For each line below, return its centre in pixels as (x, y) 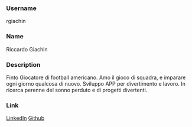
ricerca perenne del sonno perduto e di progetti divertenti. (77, 90)
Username (22, 8)
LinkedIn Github (25, 118)
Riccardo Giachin (27, 49)
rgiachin (16, 21)
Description (23, 64)
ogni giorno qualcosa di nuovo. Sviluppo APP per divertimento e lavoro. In (96, 83)
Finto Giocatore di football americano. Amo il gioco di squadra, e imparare (96, 77)
